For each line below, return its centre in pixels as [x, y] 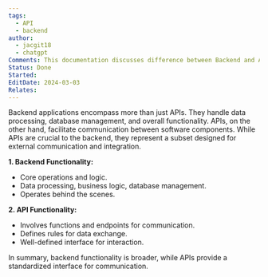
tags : [17, 16]
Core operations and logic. [63, 177]
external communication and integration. [75, 146]
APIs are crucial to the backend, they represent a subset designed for [122, 138]
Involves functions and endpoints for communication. [107, 225]
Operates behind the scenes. [67, 194]
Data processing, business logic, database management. [113, 186]
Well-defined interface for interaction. [82, 242]
